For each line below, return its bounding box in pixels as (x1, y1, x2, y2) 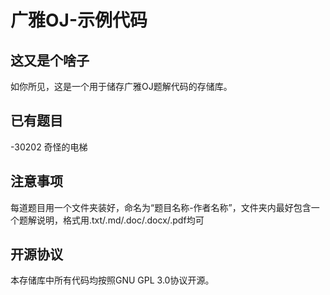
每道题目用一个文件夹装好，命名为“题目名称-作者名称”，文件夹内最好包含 (10, 201, 312, 213)
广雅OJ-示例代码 (10, 9, 148, 32)
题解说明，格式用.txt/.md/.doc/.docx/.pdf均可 (18, 214, 205, 226)
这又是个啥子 (10, 52, 90, 69)
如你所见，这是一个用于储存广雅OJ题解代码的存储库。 (10, 81, 233, 92)
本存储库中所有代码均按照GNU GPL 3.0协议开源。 (10, 274, 215, 286)
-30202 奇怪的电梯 (10, 141, 88, 153)
